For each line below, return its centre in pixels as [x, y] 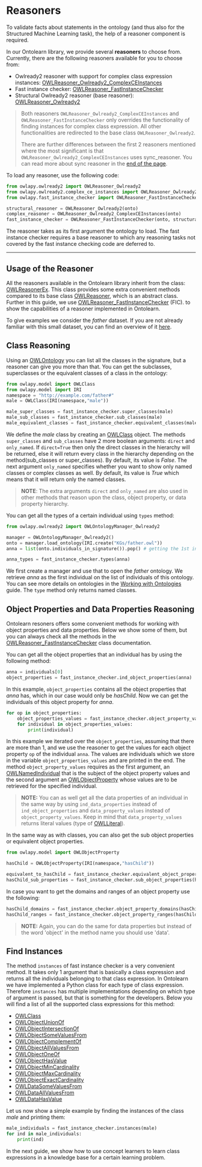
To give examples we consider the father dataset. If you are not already [95, 320]
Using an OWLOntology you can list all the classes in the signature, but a [96, 360]
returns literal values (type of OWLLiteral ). [73, 823]
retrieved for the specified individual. [52, 786]
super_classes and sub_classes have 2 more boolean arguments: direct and [101, 441]
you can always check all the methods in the [61, 637]
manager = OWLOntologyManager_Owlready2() [60, 537]
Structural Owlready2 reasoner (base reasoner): [74, 95]
